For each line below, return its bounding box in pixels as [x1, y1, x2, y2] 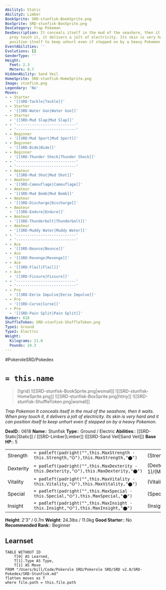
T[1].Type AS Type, [14, 558, 54, 564]
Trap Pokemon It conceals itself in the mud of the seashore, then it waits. [5, 408, 154, 414]
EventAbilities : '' [5, 44, 45, 49]
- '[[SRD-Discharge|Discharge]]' [9, 200, 79, 205]
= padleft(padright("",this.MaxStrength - [34, 450, 135, 455]
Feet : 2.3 [9, 62, 30, 67]
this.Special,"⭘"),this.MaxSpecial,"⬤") [34, 493, 132, 499]
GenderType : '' [5, 53, 37, 58]
